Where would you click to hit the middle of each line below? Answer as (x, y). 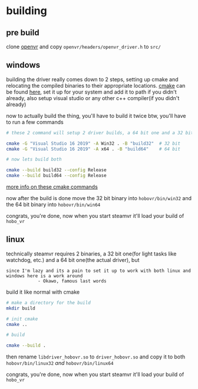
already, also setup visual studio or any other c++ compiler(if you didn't (93, 98)
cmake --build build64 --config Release (57, 176)
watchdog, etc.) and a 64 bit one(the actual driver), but (73, 260)
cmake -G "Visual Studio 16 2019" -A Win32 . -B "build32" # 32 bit (93, 143)
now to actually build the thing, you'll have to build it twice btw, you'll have (96, 115)
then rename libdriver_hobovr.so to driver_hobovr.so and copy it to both (96, 357)
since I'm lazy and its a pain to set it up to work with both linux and (99, 271)
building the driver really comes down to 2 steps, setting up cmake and (92, 79)
